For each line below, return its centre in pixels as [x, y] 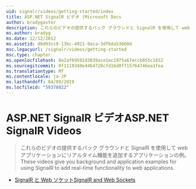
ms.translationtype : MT [35, 71]
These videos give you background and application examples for [98, 162]
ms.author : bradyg [28, 33]
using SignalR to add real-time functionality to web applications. [97, 167]
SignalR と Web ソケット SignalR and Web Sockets [75, 180]
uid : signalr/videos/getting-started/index [60, 11]
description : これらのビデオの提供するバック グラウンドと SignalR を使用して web [98, 28]
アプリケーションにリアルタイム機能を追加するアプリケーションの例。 [105, 155]
